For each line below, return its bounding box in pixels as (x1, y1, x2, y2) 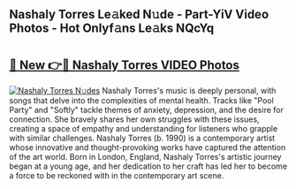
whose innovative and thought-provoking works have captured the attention (9, 142, 286, 153)
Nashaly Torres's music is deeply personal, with (102, 86, 277, 95)
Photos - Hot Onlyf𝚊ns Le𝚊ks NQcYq (9, 21, 215, 36)
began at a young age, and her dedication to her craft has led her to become (9, 161, 288, 171)
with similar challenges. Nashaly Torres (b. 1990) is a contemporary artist (9, 132, 276, 143)
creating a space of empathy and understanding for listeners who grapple (9, 124, 278, 133)
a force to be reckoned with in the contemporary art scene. (9, 170, 224, 180)
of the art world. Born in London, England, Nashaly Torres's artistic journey (9, 152, 282, 162)
